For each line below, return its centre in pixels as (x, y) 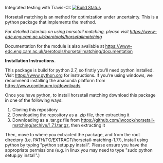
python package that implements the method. (51, 22)
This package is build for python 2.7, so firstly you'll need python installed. (80, 70)
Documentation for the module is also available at (55, 46)
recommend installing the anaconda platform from (55, 81)
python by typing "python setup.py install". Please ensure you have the (76, 145)
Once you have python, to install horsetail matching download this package (80, 95)
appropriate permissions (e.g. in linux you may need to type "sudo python (79, 150)
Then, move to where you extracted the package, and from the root (72, 135)
